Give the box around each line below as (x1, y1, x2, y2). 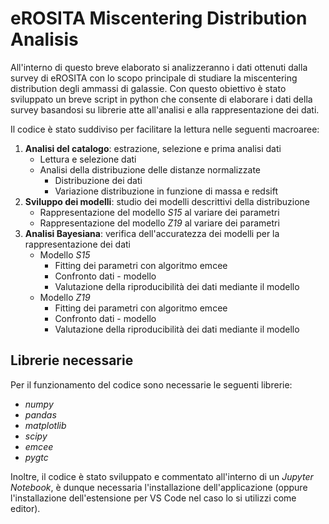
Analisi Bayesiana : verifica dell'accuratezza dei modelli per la (24, 227, 280, 239)
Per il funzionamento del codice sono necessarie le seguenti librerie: (10, 378, 293, 391)
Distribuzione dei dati (54, 174, 143, 186)
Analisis (10, 28, 79, 51)
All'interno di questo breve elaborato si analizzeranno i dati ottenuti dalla (10, 61, 308, 73)
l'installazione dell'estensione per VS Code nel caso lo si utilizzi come (10, 492, 297, 504)
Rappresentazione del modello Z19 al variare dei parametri (39, 217, 280, 229)
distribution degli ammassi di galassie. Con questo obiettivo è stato (10, 82, 287, 94)
